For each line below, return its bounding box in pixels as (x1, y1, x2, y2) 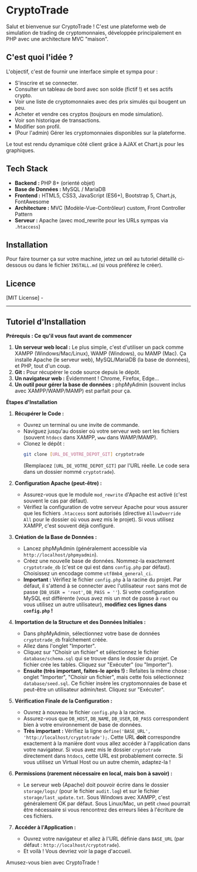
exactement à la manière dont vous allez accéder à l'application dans (23, 739, 191, 747)
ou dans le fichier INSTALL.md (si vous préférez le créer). (28, 262, 163, 269)
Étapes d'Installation (6, 399, 57, 405)
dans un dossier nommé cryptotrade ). (23, 468, 116, 475)
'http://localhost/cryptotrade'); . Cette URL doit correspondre (23, 734, 181, 741)
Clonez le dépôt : (23, 440, 65, 447)
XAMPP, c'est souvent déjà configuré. (23, 522, 116, 529)
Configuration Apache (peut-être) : (14, 479, 102, 487)
